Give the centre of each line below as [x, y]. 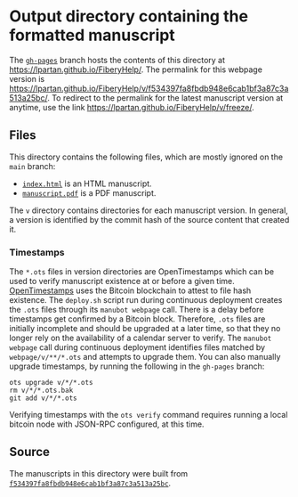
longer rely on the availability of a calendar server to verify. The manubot [141, 338]
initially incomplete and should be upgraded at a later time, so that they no [145, 329]
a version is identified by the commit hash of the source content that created [149, 219]
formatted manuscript [92, 35]
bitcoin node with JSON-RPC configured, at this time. [107, 424]
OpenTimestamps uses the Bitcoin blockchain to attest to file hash [130, 290]
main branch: [32, 166]
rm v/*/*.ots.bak [41, 391]
